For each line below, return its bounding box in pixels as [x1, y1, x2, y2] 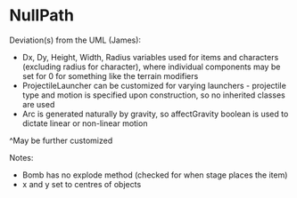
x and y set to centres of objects [21, 178, 142, 189]
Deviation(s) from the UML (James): [9, 35, 141, 45]
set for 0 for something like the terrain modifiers [21, 70, 199, 81]
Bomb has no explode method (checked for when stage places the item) [21, 170, 288, 180]
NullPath [9, 5, 74, 26]
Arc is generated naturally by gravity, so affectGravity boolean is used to [21, 108, 289, 119]
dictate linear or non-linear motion [21, 117, 148, 129]
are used [21, 99, 55, 109]
